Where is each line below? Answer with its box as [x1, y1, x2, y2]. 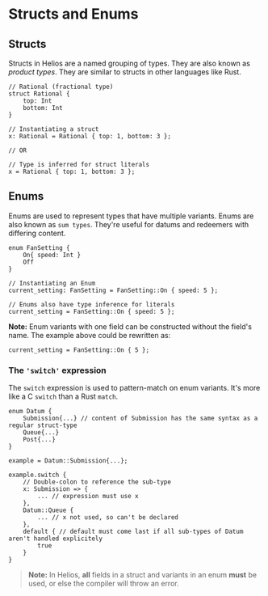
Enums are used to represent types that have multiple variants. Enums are [8, 211, 254, 221]
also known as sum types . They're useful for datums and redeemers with [8, 219, 249, 229]
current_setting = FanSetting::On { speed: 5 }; [8, 307, 175, 315]
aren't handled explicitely [8, 535, 103, 543]
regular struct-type [8, 421, 78, 429]
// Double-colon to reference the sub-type [23, 478, 172, 486]
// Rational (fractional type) [8, 82, 114, 91]
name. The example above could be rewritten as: [8, 330, 171, 340]
